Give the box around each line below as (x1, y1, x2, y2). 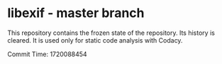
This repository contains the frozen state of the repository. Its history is (7, 28, 215, 37)
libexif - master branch (7, 5, 145, 21)
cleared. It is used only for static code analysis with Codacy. (7, 36, 183, 44)
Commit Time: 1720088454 (7, 50, 87, 58)
